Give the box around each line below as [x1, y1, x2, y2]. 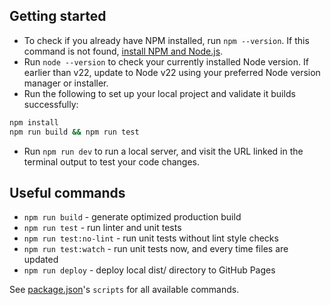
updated [23, 254, 59, 266]
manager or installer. [23, 77, 109, 89]
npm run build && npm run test [9, 127, 140, 137]
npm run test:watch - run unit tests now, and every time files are [23, 243, 289, 255]
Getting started [9, 8, 107, 25]
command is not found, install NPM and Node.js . [23, 45, 224, 57]
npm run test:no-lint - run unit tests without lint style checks [23, 232, 279, 244]
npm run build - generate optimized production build [23, 211, 242, 223]
